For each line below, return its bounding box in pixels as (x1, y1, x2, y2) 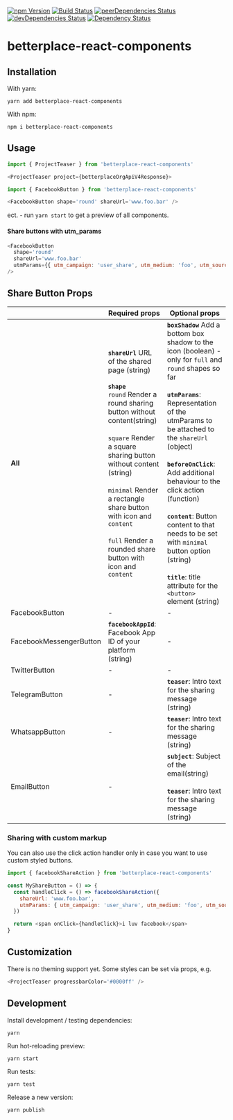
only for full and (166, 355, 223, 365)
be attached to (166, 424, 215, 434)
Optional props (169, 308, 221, 318)
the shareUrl (166, 433, 208, 442)
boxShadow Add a (166, 320, 221, 330)
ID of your (107, 637, 141, 646)
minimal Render (107, 485, 159, 495)
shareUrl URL (107, 348, 153, 358)
